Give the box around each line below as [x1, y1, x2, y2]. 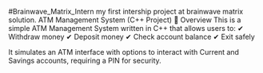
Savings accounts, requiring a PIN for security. [8, 56, 161, 65]
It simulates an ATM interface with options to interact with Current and [8, 48, 240, 56]
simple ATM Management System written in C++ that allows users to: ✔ [8, 24, 244, 33]
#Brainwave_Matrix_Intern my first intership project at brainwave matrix [8, 7, 244, 16]
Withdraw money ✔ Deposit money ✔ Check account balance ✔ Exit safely [8, 32, 256, 41]
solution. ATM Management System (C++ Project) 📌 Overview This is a [8, 15, 241, 25]
